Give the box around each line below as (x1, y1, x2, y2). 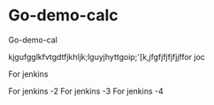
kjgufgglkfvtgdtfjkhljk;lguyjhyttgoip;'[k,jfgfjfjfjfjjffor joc (8, 51, 205, 62)
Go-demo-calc (8, 5, 118, 26)
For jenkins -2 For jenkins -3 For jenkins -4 (8, 86, 164, 96)
